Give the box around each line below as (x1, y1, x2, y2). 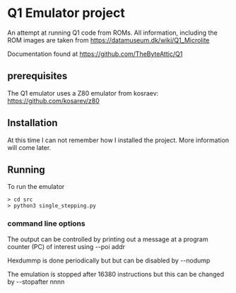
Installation (7, 117, 58, 129)
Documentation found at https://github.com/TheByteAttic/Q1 (7, 50, 183, 58)
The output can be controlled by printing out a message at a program (7, 235, 208, 243)
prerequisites (7, 70, 68, 82)
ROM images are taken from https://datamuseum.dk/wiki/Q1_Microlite (7, 35, 210, 44)
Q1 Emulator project (7, 5, 126, 21)
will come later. (7, 143, 52, 151)
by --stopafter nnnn (7, 277, 65, 286)
